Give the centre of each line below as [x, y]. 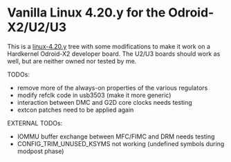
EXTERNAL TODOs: [35, 123]
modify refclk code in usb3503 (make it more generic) [94, 95]
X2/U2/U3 [37, 27]
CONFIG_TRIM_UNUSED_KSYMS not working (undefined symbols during [121, 143]
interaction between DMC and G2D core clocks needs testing [104, 102]
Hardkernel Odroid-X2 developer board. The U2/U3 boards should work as [114, 54]
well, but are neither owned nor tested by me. [72, 61]
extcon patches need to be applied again [75, 110]
